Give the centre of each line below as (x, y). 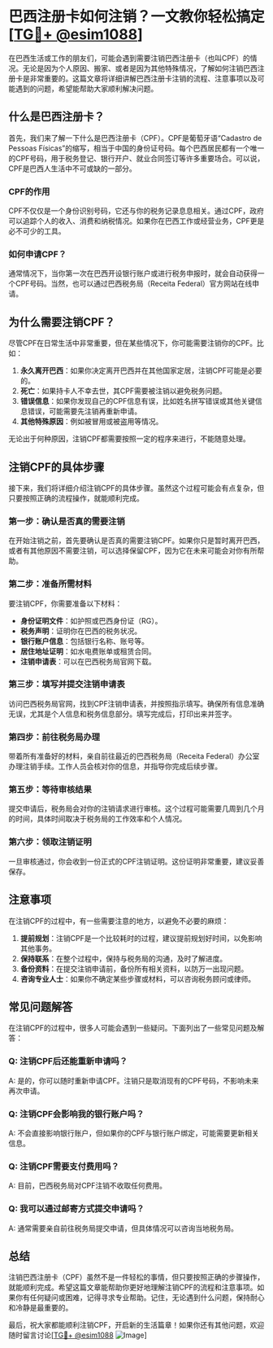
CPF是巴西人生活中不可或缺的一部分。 (72, 168)
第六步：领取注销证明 (50, 842)
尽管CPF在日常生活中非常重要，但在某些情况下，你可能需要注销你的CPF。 (133, 344)
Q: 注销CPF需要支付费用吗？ (64, 1166)
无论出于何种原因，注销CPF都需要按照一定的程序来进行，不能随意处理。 (129, 439)
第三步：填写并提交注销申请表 (67, 685)
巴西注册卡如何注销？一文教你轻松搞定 (137, 17)
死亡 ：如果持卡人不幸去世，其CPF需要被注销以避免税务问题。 (123, 391)
